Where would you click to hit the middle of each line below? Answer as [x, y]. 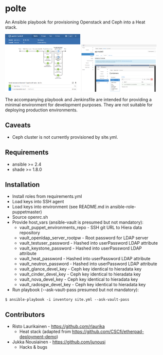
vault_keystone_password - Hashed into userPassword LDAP [81, 248]
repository [30, 233]
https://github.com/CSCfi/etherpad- [108, 332]
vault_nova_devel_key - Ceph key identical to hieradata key [79, 279]
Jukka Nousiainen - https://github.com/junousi [59, 342]
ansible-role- [123, 207]
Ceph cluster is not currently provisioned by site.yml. [65, 137]
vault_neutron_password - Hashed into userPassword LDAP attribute [88, 264]
